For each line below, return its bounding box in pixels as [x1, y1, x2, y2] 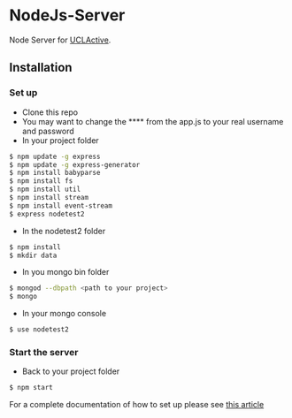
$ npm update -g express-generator [9, 160, 141, 169]
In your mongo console [21, 308, 107, 319]
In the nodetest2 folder [21, 225, 106, 236]
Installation [9, 60, 73, 75]
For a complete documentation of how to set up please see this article [9, 399, 265, 410]
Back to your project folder [21, 366, 120, 376]
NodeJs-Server [9, 5, 126, 26]
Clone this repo [21, 107, 78, 118]
